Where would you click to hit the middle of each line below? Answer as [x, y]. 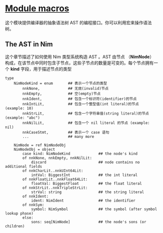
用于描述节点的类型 [52, 69]
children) [15, 226]
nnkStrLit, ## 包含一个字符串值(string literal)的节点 [86, 113]
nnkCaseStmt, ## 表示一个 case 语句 [66, 132]
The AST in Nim [29, 44]
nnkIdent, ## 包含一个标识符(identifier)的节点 [80, 99]
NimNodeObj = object [34, 149]
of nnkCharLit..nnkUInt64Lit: [53, 171]
